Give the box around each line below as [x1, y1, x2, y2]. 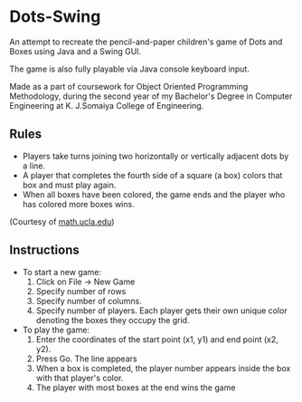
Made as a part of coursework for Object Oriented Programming [9, 81, 249, 91]
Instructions [9, 243, 80, 258]
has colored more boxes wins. [22, 198, 135, 209]
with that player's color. [35, 372, 124, 383]
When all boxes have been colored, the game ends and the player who [22, 188, 286, 200]
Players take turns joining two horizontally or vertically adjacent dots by [22, 150, 289, 161]
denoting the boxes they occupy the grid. [35, 314, 190, 325]
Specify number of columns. [35, 295, 142, 306]
